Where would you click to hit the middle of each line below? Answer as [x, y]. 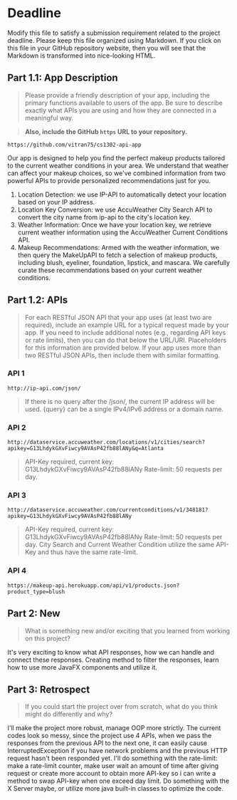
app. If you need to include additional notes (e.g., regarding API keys [125, 332]
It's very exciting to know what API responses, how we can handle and [111, 652]
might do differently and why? [68, 715]
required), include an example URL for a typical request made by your [127, 325]
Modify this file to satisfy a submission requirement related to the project [114, 33]
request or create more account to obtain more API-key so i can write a [112, 774]
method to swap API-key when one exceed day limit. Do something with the [118, 781]
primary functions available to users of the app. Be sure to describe [123, 103]
